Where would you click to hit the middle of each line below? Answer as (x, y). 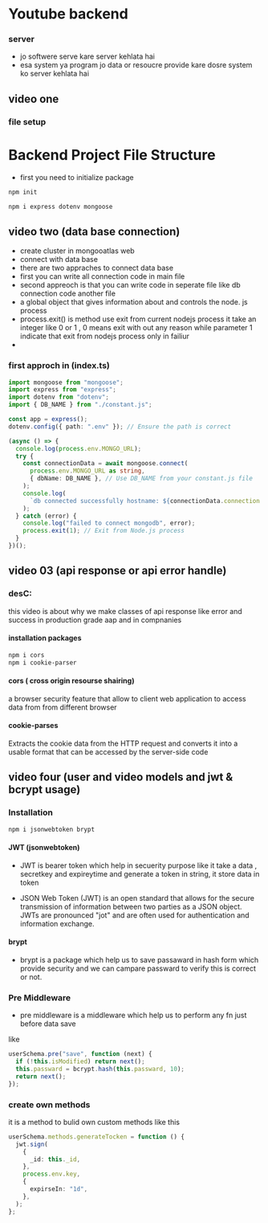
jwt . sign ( (32, 1144)
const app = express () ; (48, 419)
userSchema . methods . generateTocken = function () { (96, 1137)
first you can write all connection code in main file (102, 276)
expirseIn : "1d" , (59, 1189)
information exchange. (57, 923)
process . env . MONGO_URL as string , (87, 471)
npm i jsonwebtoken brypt (51, 829)
